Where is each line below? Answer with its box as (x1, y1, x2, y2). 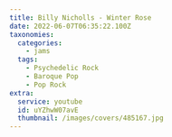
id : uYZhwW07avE (17, 105, 79, 114)
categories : (17, 38, 63, 48)
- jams (25, 47, 51, 56)
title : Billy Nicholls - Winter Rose (9, 13, 152, 23)
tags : (17, 55, 39, 64)
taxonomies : (9, 30, 54, 39)
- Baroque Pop (25, 72, 79, 81)
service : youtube (17, 96, 83, 106)
